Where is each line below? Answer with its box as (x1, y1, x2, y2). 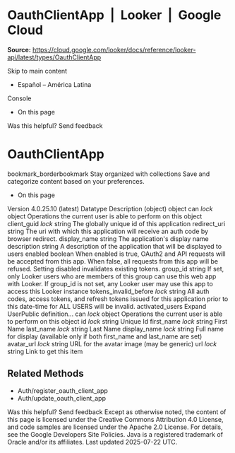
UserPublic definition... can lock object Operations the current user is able (7, 310, 223, 318)
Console (7, 94, 32, 102)
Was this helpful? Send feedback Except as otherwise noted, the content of (7, 407, 227, 416)
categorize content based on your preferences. (7, 177, 145, 185)
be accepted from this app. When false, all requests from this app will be (7, 257, 219, 265)
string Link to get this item (7, 347, 83, 355)
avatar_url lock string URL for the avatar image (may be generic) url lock (7, 339, 217, 348)
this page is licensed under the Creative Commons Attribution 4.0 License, (7, 415, 224, 423)
